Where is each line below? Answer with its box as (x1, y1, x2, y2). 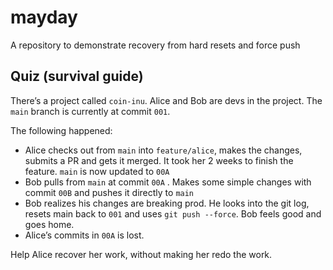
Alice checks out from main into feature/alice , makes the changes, (24, 144, 303, 156)
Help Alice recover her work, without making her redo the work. (10, 248, 273, 260)
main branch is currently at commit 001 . (10, 105, 171, 117)
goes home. (24, 218, 75, 230)
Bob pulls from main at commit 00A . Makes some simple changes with (24, 176, 312, 188)
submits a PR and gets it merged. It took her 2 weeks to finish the (24, 154, 294, 166)
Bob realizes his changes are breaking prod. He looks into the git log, (24, 197, 310, 209)
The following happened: (10, 124, 113, 136)
